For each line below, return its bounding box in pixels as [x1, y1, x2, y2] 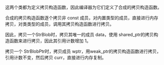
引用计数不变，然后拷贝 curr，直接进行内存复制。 [5, 55, 106, 61]
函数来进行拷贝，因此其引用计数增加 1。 [9, 38, 91, 44]
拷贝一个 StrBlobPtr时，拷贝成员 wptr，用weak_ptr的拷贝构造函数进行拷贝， [5, 49, 162, 54]
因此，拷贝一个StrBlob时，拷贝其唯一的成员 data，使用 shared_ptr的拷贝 [5, 32, 154, 37]
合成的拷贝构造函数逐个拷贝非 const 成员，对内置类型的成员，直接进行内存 [5, 15, 159, 21]
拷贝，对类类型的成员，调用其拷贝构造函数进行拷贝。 [5, 21, 114, 27]
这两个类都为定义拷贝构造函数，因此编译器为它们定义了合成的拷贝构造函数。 [5, 4, 162, 10]
